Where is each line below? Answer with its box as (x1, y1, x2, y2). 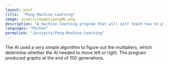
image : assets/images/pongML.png (5, 16, 75, 21)
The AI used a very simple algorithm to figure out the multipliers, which (5, 44, 152, 50)
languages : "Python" (5, 26, 49, 31)
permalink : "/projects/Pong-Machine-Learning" (5, 30, 105, 35)
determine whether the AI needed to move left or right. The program (5, 49, 146, 55)
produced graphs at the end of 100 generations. (5, 55, 105, 60)
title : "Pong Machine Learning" (5, 12, 75, 17)
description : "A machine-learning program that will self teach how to (5, 21, 158, 26)
